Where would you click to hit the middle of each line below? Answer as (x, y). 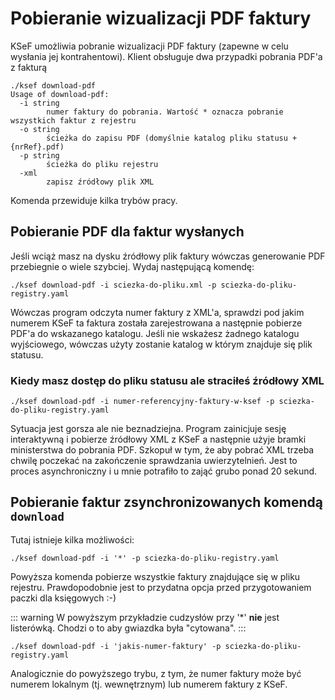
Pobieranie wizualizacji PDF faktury (161, 18)
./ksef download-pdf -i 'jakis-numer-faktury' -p (116, 646)
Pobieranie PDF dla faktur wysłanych (127, 232)
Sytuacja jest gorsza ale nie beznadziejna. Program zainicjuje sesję (148, 429)
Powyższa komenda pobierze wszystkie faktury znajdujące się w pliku (155, 576)
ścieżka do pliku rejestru (102, 164)
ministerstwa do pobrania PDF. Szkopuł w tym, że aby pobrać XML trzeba (162, 450)
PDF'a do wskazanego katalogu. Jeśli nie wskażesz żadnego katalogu (155, 333)
